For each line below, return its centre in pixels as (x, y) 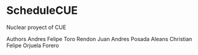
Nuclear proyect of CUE (36, 27)
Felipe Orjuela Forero (33, 45)
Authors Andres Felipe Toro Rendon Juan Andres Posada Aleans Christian (99, 39)
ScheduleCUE (42, 11)
